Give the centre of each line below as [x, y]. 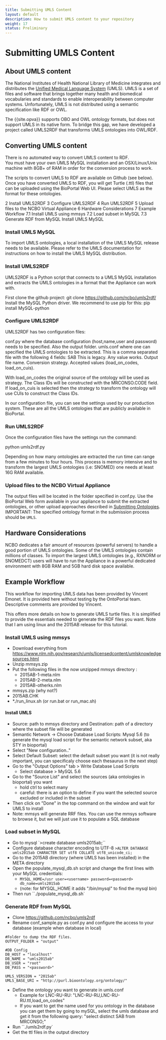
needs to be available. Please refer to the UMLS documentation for [73, 248]
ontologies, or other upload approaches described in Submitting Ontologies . [83, 507]
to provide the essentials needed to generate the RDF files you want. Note [81, 619]
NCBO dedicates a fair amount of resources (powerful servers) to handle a [81, 545]
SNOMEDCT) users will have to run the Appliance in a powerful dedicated [80, 561]
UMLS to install [28, 808]
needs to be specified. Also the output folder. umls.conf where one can [78, 347]
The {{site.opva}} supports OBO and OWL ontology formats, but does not [80, 119]
